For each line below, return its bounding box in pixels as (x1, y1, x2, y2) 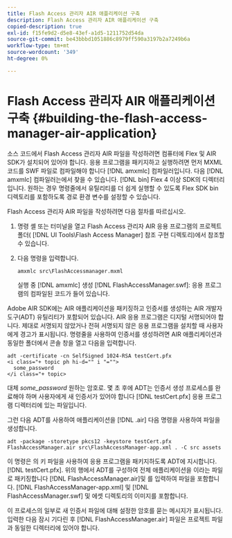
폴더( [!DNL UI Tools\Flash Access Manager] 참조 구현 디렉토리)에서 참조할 (17, 230, 225, 239)
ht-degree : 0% (7, 55, 48, 62)
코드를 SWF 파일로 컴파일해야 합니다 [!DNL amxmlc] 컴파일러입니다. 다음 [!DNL (7, 167, 224, 175)
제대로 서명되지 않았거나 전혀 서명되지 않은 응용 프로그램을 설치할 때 (21, 321, 205, 329)
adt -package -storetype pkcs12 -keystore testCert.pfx (7, 438, 172, 445)
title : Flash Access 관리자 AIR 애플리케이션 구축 (7, 10, 141, 17)
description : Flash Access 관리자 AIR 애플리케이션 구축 (7, 17, 159, 24)
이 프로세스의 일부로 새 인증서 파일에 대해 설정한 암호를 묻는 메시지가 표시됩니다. (7, 506, 224, 514)
